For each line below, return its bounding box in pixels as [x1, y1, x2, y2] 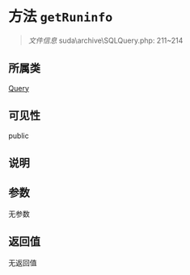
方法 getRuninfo [8, 7, 113, 26]
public [8, 131, 30, 140]
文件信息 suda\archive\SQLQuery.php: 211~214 [27, 35, 184, 45]
